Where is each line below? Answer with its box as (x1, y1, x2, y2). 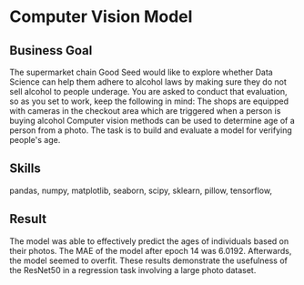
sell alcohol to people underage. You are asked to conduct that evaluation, (9, 87, 289, 97)
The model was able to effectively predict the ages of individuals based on (9, 235, 289, 247)
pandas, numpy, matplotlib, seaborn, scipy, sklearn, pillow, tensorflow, (9, 185, 273, 196)
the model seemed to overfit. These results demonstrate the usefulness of (9, 255, 289, 266)
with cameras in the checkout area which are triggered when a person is (9, 106, 281, 116)
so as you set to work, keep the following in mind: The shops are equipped (9, 96, 289, 107)
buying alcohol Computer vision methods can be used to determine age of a (9, 116, 296, 126)
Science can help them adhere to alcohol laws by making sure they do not (9, 76, 287, 87)
